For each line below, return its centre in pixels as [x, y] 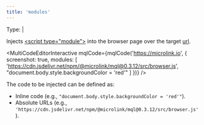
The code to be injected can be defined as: [60, 84]
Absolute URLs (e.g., [41, 102]
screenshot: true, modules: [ [42, 59]
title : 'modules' [28, 12]
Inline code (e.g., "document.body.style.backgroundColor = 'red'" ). [100, 96]
